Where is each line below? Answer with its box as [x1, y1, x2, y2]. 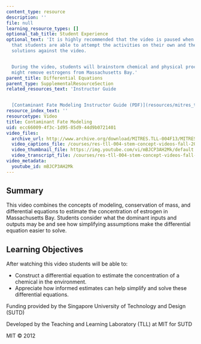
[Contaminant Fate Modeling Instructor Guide [11, 102, 127, 108]
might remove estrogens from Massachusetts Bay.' [11, 70, 138, 76]
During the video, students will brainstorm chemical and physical [11, 64, 184, 70]
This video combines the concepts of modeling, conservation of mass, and [6, 201, 191, 209]
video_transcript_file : [11, 152, 71, 159]
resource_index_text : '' [6, 108, 68, 114]
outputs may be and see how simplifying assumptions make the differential [6, 221, 191, 228]
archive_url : [11, 135, 44, 141]
